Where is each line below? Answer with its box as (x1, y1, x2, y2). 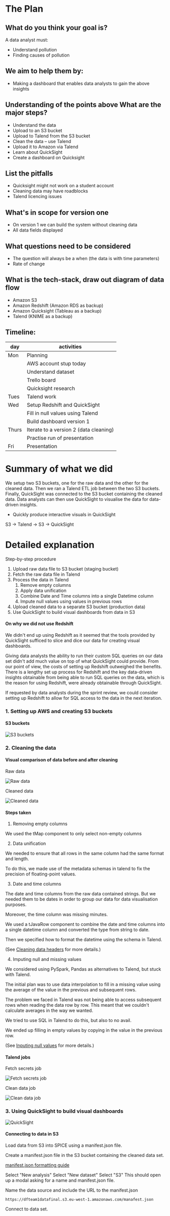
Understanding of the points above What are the (5, 100, 161, 109)
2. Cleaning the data (5, 744, 56, 751)
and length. (5, 856, 29, 862)
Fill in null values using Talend (26, 409, 98, 416)
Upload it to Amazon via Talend (12, 144, 79, 150)
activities (59, 343, 82, 350)
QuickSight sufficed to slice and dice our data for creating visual (5, 637, 140, 643)
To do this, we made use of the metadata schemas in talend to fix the (5, 866, 150, 872)
